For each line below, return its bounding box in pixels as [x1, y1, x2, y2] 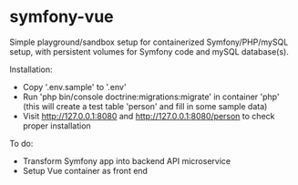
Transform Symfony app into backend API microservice [22, 155, 231, 166]
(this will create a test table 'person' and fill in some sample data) [22, 100, 268, 111]
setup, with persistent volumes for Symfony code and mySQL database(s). [9, 46, 289, 57]
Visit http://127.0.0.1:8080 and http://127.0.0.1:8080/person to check [22, 110, 275, 121]
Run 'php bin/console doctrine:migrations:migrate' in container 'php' [22, 91, 280, 102]
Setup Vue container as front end [22, 165, 149, 176]
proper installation [22, 120, 91, 131]
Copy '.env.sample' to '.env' [22, 81, 127, 92]
